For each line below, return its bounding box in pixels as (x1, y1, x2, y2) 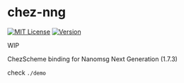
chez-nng (7, 4, 66, 20)
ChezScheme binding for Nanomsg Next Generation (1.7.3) (7, 54, 178, 63)
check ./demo (7, 68, 47, 77)
